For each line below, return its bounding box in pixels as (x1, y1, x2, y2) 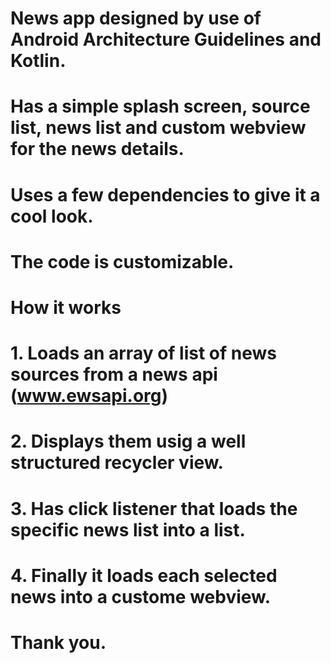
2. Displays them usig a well (10, 430, 247, 453)
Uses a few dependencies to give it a (10, 183, 321, 206)
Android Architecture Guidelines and (10, 28, 322, 51)
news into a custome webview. (10, 585, 272, 608)
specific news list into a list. (10, 518, 246, 541)
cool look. (10, 205, 94, 227)
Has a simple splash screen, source (10, 95, 311, 118)
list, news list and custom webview (10, 117, 307, 139)
